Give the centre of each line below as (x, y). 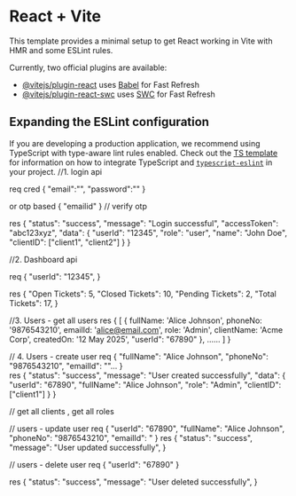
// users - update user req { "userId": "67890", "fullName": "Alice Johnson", (147, 429)
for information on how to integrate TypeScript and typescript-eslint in (141, 162)
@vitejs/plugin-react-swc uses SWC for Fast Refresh (118, 94)
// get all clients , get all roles (62, 411)
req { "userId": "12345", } (55, 276)
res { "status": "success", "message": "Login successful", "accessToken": (144, 223)
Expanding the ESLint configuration (109, 122)
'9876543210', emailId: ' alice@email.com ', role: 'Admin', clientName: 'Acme (146, 329)
